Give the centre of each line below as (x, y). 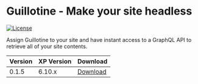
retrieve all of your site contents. (47, 46)
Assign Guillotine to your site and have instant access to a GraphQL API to (99, 40)
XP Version (55, 61)
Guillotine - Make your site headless (99, 11)
